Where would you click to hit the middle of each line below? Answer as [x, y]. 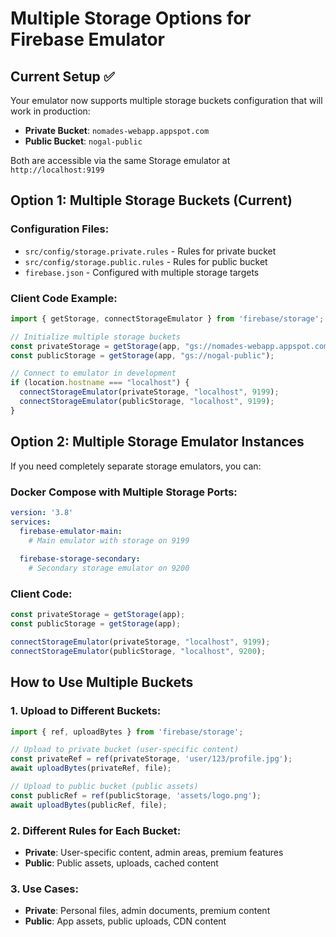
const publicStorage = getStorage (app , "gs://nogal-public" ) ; [142, 355]
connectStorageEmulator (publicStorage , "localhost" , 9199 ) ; [147, 402]
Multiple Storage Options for [131, 18]
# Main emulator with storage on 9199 [109, 540]
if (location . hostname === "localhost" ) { [100, 383]
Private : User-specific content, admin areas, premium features [154, 852]
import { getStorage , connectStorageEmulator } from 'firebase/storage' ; [167, 318]
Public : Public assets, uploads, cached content [121, 863]
